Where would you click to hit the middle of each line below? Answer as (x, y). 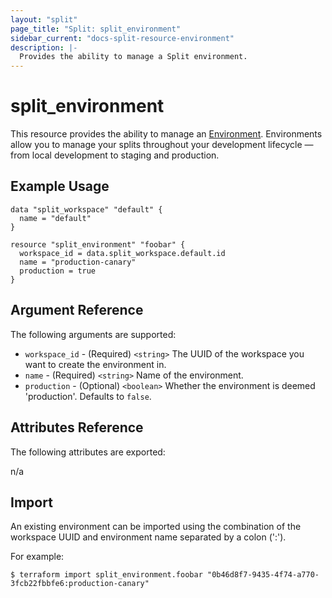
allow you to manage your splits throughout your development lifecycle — (162, 145)
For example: (37, 557)
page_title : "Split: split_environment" (96, 29)
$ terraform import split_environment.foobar (106, 575)
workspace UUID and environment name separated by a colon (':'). (148, 537)
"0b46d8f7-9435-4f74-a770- (263, 575)
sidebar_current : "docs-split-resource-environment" (122, 38)
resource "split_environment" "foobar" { (98, 244)
